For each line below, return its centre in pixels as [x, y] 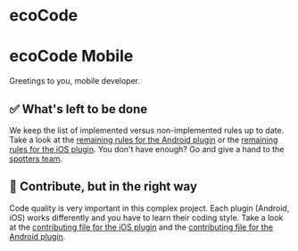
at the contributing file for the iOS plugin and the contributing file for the [141, 227]
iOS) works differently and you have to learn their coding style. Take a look [146, 217]
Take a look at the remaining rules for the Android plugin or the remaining [144, 140]
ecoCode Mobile [71, 57]
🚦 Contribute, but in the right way [103, 186]
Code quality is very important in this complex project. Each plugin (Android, [149, 208]
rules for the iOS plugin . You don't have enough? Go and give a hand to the [147, 149]
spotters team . [36, 158]
